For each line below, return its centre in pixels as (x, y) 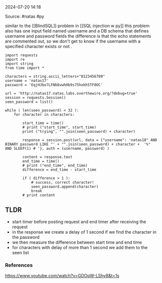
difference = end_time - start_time (59, 170)
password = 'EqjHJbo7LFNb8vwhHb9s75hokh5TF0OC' (54, 85)
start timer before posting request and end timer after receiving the (79, 221)
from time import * (25, 68)
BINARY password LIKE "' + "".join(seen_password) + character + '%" (78, 144)
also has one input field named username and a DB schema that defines (77, 31)
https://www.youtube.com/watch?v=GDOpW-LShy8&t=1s (62, 276)
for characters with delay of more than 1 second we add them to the (80, 247)
